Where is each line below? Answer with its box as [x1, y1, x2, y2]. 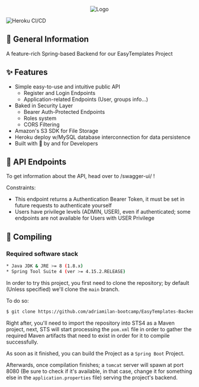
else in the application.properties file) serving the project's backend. [6, 374, 178, 381]
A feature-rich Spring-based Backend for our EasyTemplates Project [6, 50, 173, 57]
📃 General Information [6, 34, 89, 45]
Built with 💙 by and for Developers [14, 139, 98, 147]
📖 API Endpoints [6, 157, 67, 167]
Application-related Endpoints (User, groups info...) [23, 96, 149, 103]
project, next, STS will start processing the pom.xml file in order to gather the [6, 325, 192, 332]
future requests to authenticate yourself [14, 202, 113, 209]
